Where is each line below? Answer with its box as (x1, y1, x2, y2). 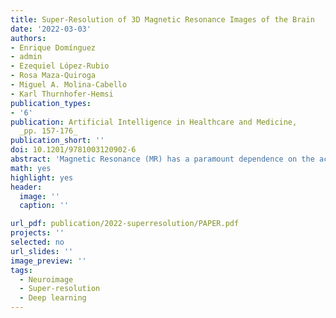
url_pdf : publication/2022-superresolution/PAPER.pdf (10, 219, 240, 229)
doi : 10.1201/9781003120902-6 (10, 145, 137, 155)
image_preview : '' (10, 256, 87, 266)
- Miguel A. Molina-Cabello (10, 80, 128, 90)
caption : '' (19, 201, 70, 211)
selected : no (10, 237, 65, 247)
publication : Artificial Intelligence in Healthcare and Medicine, (10, 117, 298, 127)
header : (10, 182, 43, 192)
